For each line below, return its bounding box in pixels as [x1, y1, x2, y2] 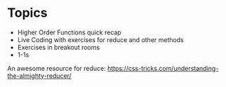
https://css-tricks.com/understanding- [107, 64, 219, 72]
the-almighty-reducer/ [7, 72, 72, 80]
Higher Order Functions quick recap [17, 28, 121, 36]
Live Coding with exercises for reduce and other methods [17, 35, 184, 43]
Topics [7, 5, 48, 21]
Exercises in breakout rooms [17, 43, 100, 51]
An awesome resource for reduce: [7, 64, 107, 72]
